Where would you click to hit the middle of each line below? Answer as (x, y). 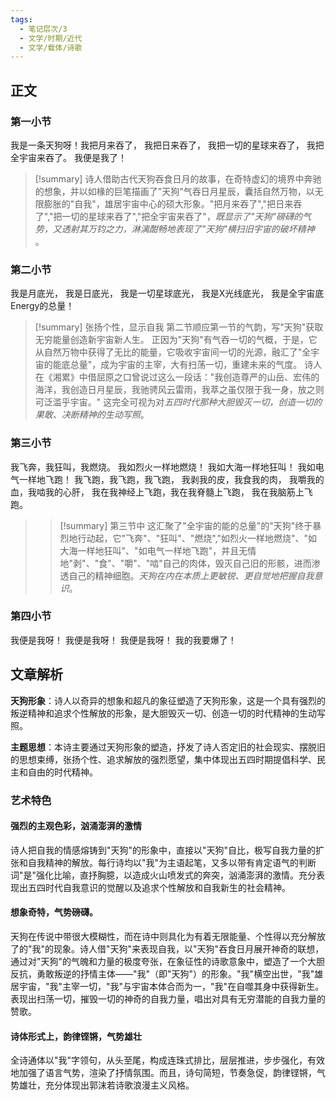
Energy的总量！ (42, 306)
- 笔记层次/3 (43, 29)
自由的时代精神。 (62, 772)
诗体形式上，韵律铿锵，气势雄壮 (76, 1036)
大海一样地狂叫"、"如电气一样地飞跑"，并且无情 (158, 550)
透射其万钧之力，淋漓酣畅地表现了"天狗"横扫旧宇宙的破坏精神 (188, 228)
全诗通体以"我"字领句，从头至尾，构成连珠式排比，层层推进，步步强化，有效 (168, 1060)
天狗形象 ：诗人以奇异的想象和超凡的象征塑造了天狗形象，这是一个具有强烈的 (168, 700)
